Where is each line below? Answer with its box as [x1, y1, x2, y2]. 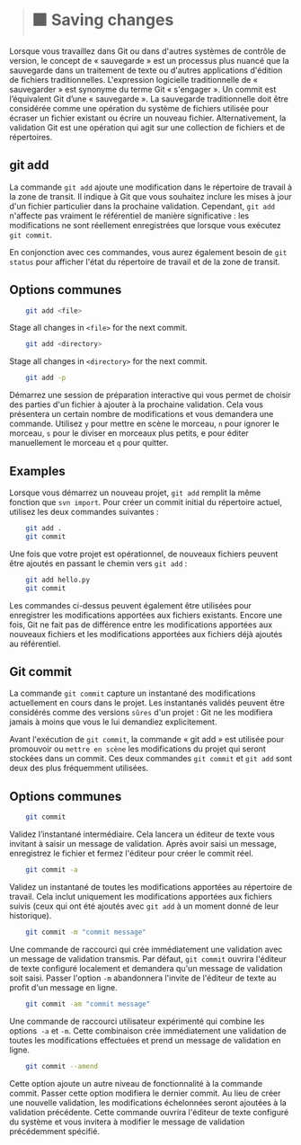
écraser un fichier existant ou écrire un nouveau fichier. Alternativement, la [9, 112, 287, 123]
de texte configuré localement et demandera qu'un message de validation [9, 963, 283, 973]
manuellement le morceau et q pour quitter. [9, 438, 169, 448]
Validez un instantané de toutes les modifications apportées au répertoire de [9, 881, 293, 892]
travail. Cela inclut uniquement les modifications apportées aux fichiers [9, 891, 272, 901]
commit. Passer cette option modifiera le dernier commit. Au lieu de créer [9, 1087, 281, 1098]
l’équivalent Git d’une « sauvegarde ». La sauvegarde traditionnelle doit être [9, 93, 289, 104]
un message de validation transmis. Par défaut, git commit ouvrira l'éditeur [9, 953, 287, 964]
